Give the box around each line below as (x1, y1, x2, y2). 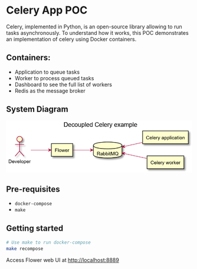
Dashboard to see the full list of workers (14, 81, 112, 88)
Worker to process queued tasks (14, 74, 94, 81)
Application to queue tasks (14, 68, 80, 76)
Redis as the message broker (14, 87, 86, 94)
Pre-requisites (6, 184, 60, 194)
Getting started (6, 223, 64, 233)
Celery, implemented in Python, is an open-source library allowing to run (6, 23, 182, 30)
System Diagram (6, 104, 69, 114)
